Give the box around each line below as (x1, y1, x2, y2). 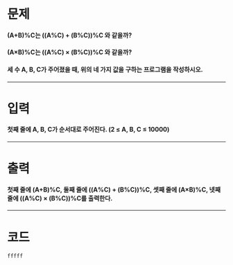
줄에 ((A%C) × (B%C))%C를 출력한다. (7, 194, 113, 202)
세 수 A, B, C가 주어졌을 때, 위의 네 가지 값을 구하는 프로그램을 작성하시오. (7, 65, 203, 74)
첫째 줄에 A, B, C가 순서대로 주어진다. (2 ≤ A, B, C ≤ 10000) (7, 126, 170, 134)
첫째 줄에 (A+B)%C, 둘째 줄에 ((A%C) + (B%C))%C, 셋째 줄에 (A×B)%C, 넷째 (7, 185, 221, 194)
